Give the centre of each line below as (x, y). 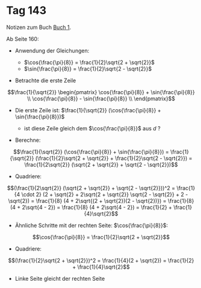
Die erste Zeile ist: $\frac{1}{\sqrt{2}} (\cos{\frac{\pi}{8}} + (88, 110)
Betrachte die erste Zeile (45, 80)
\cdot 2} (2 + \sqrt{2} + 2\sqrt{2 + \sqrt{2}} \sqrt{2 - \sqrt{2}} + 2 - (105, 194)
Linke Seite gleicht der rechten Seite (60, 278)
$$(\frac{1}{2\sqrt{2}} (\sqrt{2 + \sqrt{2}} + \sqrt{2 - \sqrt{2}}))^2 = (91, 188)
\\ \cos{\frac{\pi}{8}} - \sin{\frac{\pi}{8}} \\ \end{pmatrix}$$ (101, 98)
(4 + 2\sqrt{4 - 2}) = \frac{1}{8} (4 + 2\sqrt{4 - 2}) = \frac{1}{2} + (91, 207)
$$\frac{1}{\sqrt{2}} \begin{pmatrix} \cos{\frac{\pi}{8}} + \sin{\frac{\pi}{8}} (101, 92)
